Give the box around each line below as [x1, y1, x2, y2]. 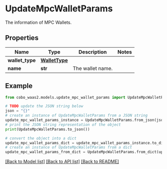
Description [79, 48, 107, 55]
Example [5, 82, 33, 90]
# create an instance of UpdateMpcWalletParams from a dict [5, 145, 133, 150]
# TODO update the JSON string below [5, 104, 83, 109]
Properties [5, 34, 39, 42]
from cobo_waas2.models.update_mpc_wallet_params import [5, 95, 126, 100]
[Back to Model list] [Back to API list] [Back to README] [5, 159, 119, 165]
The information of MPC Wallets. [5, 19, 72, 25]
